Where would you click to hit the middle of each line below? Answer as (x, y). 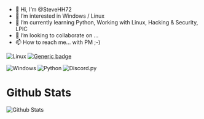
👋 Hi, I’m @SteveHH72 (43, 9)
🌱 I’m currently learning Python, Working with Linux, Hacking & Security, (107, 22)
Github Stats (39, 93)
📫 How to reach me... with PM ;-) (58, 42)
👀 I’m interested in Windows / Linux (60, 16)
